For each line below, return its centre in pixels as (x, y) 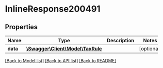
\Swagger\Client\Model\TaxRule (64, 49)
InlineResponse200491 (53, 9)
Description (120, 41)
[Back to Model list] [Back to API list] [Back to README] (61, 61)
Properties (21, 27)
